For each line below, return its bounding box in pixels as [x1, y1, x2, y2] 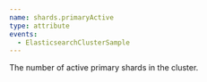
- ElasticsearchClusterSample [17, 37, 130, 47]
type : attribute [9, 21, 70, 30]
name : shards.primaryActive [9, 12, 115, 22]
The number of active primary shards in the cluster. [9, 62, 199, 73]
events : [9, 29, 39, 38]
